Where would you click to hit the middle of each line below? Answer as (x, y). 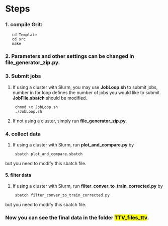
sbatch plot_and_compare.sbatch (49, 154)
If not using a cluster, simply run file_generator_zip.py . (70, 121)
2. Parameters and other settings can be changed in (70, 56)
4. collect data (23, 134)
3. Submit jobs (23, 76)
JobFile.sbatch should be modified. (50, 98)
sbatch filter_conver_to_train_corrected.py (62, 195)
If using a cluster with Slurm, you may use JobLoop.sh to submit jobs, (85, 87)
